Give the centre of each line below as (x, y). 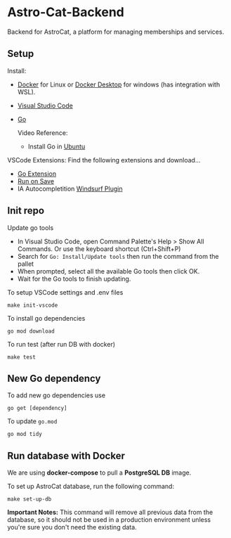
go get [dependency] (38, 409)
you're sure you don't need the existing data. (72, 527)
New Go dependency (54, 378)
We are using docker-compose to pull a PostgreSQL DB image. (99, 473)
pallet (25, 264)
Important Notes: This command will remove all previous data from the (110, 512)
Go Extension (37, 174)
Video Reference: (42, 133)
